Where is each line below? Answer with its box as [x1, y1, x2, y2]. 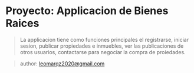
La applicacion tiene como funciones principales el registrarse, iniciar [19, 36, 189, 43]
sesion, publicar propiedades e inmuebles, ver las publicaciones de [19, 42, 184, 49]
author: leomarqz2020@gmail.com [19, 60, 105, 67]
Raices [5, 16, 40, 30]
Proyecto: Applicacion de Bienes [5, 4, 169, 18]
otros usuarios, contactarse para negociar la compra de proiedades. [19, 48, 186, 55]
